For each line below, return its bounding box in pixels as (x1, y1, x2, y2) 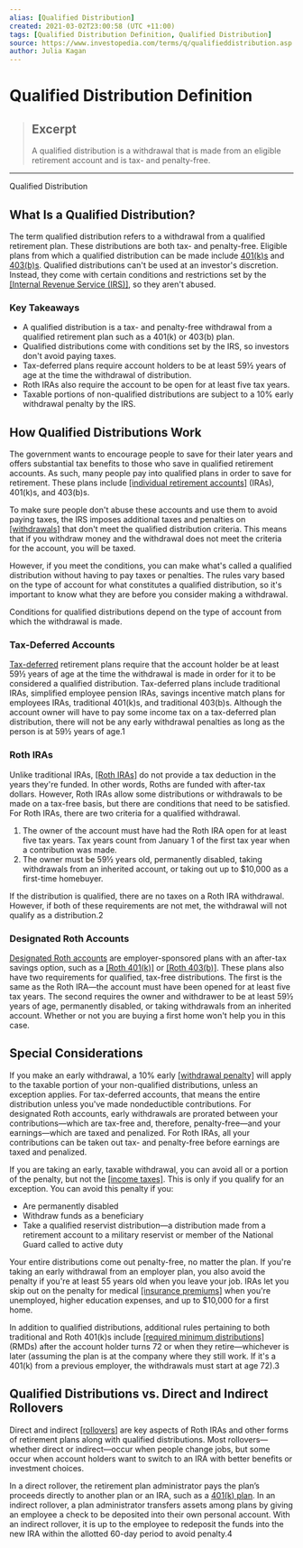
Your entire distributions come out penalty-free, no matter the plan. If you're (9, 1256, 291, 1267)
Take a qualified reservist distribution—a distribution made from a (22, 1220, 266, 1230)
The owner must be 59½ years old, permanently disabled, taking (22, 853, 263, 864)
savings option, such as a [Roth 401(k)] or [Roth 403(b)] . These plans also (9, 962, 284, 972)
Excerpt (31, 121, 77, 136)
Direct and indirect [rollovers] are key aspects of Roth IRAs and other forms (9, 1424, 289, 1435)
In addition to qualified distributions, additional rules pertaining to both (9, 1322, 271, 1332)
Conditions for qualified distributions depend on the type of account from (9, 606, 282, 618)
